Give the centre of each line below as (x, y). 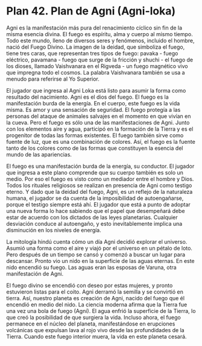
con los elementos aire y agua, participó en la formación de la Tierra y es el (100, 129)
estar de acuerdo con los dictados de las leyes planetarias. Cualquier (92, 217)
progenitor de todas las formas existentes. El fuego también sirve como (95, 135)
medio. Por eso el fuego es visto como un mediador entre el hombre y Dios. (100, 179)
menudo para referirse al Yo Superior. (53, 79)
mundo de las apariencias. (39, 154)
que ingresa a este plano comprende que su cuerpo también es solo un (95, 172)
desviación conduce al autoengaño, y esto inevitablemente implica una (94, 223)
